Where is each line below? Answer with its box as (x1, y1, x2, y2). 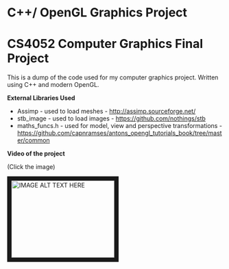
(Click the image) (7, 163, 56, 171)
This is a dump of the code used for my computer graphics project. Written (7, 73, 219, 81)
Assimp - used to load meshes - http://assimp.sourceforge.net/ (16, 107, 196, 116)
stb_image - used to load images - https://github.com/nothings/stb (16, 114, 206, 123)
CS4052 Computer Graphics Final (7, 36, 204, 52)
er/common (16, 136, 50, 144)
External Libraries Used (7, 94, 75, 102)
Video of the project (7, 149, 65, 158)
